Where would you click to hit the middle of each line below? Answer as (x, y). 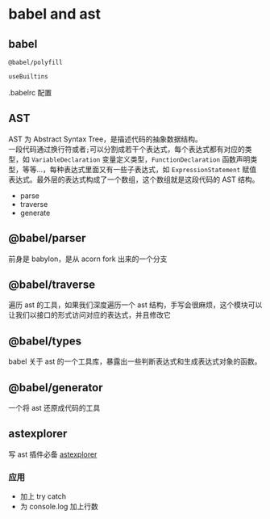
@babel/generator (56, 388)
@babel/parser (47, 238)
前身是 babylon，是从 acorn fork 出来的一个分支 (88, 259)
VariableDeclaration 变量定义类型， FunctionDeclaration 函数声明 (141, 159)
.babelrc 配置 (30, 93)
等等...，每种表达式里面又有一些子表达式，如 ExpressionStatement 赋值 (139, 169)
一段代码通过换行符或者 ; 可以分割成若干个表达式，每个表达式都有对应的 (127, 149)
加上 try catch (43, 496)
